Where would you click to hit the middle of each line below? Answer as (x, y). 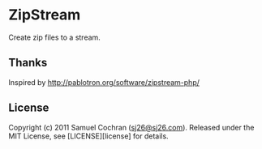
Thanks (28, 63)
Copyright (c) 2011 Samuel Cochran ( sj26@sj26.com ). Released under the (131, 127)
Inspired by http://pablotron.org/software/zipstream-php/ (104, 82)
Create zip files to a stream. (55, 37)
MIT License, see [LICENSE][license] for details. (88, 136)
